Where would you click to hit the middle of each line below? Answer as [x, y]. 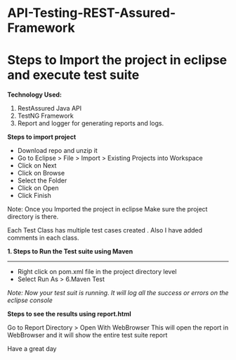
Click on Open [38, 188]
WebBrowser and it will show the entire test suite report [87, 335]
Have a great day [32, 349]
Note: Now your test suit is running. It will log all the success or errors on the [118, 293]
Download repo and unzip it [57, 151]
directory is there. [33, 217]
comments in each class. [43, 238]
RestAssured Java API [50, 108]
